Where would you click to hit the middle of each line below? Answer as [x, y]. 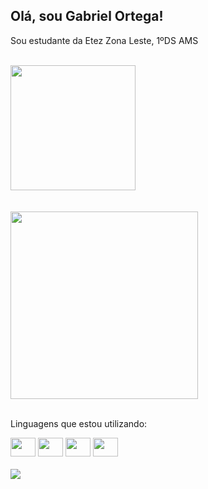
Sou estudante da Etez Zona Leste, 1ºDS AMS [104, 40]
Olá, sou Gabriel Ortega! [87, 16]
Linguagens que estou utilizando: [79, 423]
